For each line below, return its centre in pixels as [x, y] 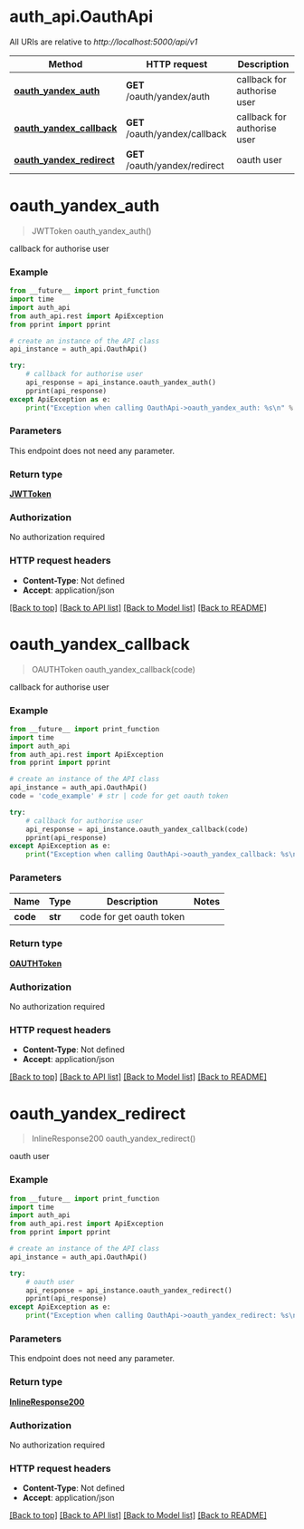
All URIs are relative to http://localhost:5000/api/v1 [104, 42]
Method [66, 63]
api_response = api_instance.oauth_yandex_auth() [121, 382]
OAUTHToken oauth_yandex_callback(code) [114, 669]
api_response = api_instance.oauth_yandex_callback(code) [137, 829]
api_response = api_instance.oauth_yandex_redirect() [129, 1290]
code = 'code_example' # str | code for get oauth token [119, 796]
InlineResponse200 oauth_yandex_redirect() [114, 1138]
